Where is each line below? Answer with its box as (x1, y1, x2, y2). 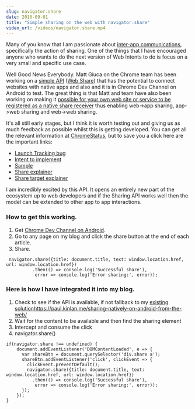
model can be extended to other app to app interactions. (6, 199, 142, 206)
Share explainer (14, 168, 53, 176)
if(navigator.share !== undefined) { (6, 341, 98, 347)
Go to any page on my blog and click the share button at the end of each (14, 233, 190, 240)
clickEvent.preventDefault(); (27, 362, 100, 367)
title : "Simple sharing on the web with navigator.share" (6, 19, 150, 25)
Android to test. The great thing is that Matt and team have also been (6, 90, 172, 97)
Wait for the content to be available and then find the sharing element (14, 317, 182, 324)
